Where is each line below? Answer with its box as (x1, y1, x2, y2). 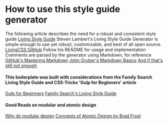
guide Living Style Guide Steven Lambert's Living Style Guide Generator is (5, 36, 158, 42)
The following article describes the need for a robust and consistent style (5, 30, 156, 36)
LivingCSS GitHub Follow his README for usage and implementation (5, 46, 146, 52)
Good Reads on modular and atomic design (5, 101, 96, 108)
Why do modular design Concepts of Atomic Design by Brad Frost (5, 113, 141, 119)
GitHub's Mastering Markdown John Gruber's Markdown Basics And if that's (5, 57, 163, 63)
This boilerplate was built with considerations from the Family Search (5, 74, 152, 80)
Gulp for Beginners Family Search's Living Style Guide (5, 90, 116, 96)
